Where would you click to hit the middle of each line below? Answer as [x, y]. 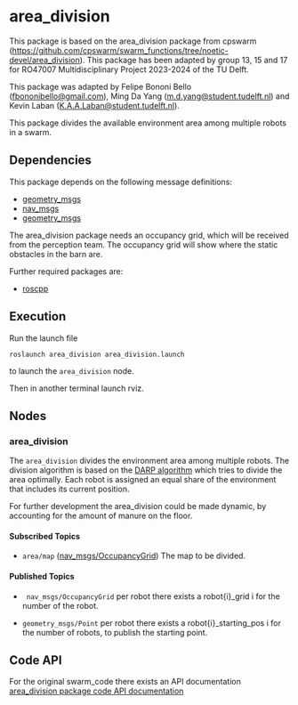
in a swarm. [30, 132]
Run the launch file [44, 338]
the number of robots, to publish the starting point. [115, 632]
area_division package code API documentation [97, 691]
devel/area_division [44, 60]
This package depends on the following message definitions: [121, 182]
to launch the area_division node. [72, 370]
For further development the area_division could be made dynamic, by [138, 506]
